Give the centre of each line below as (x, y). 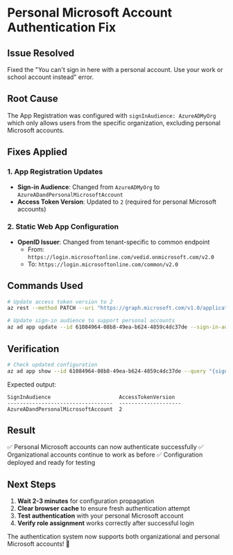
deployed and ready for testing (51, 463)
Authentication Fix (62, 27)
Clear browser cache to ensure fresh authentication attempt (104, 509)
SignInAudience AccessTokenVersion (91, 397)
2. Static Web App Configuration (63, 227)
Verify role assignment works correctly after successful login (105, 523)
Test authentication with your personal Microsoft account (100, 516)
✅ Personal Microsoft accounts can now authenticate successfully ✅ (105, 447)
